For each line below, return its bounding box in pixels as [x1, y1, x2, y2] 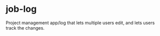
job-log [6, 3, 37, 15]
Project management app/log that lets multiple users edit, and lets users [6, 20, 155, 26]
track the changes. [6, 25, 45, 31]
